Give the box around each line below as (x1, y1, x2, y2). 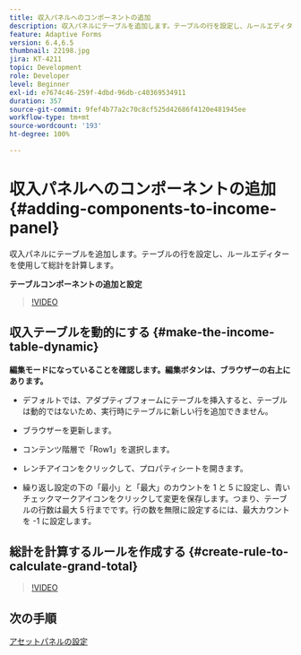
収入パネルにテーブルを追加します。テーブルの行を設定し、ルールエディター (9, 248, 289, 259)
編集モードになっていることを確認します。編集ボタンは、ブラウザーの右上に (9, 364, 291, 375)
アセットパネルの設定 (9, 636, 88, 647)
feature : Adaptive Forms (9, 30, 102, 39)
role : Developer (9, 72, 70, 81)
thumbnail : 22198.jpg (9, 47, 90, 56)
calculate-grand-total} (9, 559, 139, 574)
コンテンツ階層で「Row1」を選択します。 (21, 444, 175, 454)
